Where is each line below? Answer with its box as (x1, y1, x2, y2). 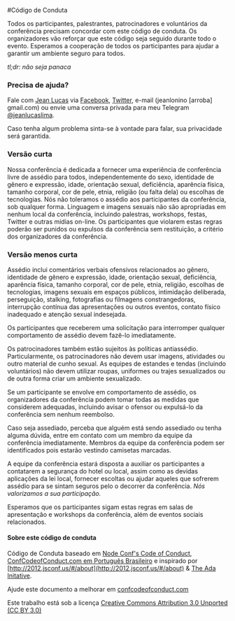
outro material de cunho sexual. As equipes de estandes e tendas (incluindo (7, 359, 226, 368)
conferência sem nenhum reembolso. (7, 410, 115, 418)
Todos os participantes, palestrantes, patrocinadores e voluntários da (7, 20, 208, 27)
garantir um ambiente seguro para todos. (7, 49, 126, 57)
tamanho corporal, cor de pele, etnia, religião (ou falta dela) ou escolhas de (7, 187, 225, 196)
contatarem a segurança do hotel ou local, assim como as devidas (7, 466, 198, 475)
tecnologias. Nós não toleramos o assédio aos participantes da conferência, (7, 195, 227, 204)
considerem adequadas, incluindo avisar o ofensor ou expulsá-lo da (7, 402, 204, 411)
